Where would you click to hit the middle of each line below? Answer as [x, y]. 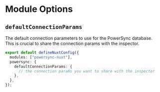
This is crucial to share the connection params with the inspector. [72, 44]
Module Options [39, 9]
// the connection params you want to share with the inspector [86, 71]
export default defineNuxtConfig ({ [42, 53]
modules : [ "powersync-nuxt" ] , [41, 57]
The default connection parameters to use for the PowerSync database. [79, 38]
